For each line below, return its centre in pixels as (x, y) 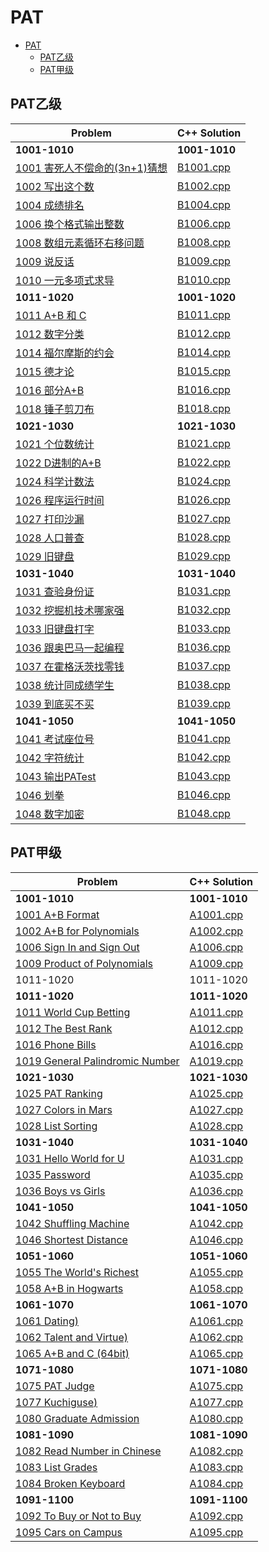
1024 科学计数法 (55, 481)
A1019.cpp (216, 1061)
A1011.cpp (216, 1012)
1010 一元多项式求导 (65, 280)
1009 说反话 (45, 261)
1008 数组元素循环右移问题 (80, 243)
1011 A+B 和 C (51, 315)
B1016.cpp (203, 389)
